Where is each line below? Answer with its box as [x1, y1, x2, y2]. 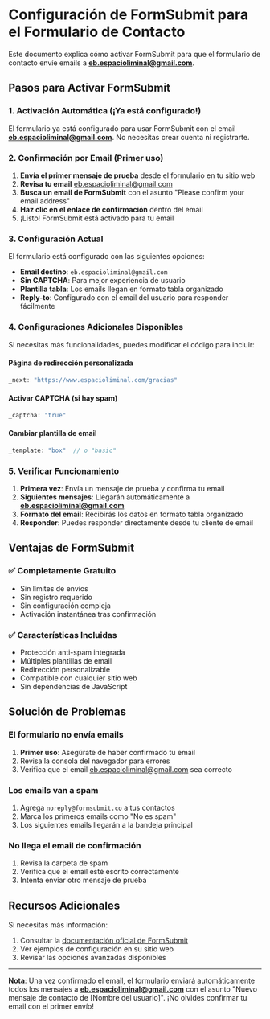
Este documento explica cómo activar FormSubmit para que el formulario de [8, 49, 261, 59]
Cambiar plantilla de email [8, 429, 97, 438]
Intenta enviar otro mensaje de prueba [19, 875, 147, 885]
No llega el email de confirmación [8, 840, 142, 851]
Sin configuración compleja [19, 601, 111, 610]
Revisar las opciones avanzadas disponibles [19, 953, 166, 963]
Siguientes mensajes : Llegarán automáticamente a [19, 492, 190, 502]
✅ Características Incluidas [8, 629, 117, 640]
